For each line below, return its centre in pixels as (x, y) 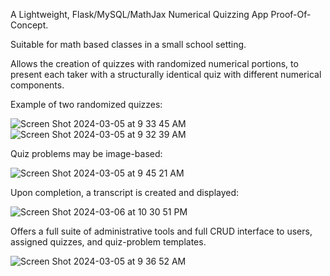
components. (37, 85)
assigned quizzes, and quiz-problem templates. (108, 242)
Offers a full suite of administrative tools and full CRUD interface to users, (161, 231)
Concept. (29, 25)
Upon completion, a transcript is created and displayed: (125, 192)
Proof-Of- (291, 14)
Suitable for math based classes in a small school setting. (128, 44)
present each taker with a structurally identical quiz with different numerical (166, 74)
